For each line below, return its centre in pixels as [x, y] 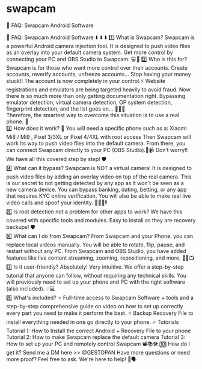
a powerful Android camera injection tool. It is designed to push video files [98, 46]
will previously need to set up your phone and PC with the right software [96, 282]
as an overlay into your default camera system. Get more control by [90, 52]
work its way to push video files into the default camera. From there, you [96, 143]
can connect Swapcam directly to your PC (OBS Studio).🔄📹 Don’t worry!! [97, 150]
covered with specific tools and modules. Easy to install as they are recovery [101, 220]
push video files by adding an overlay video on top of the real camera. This [99, 177]
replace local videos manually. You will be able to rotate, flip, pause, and [96, 245]
